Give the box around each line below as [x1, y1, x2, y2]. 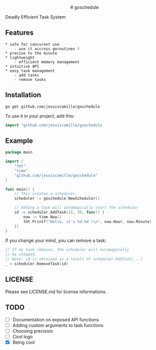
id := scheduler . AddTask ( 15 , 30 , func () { [14, 210, 105, 215]
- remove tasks [14, 77, 46, 82]
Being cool [12, 339, 35, 345]
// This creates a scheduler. [14, 191, 78, 197]
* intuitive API [5, 64, 39, 69]
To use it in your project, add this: [5, 113, 74, 119]
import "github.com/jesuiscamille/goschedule [5, 123, 102, 128]
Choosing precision [12, 328, 53, 334]
